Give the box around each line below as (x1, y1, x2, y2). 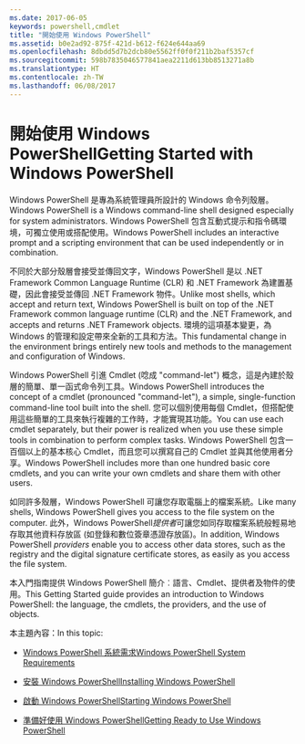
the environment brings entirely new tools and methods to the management (9, 341, 292, 351)
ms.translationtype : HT (9, 65, 100, 74)
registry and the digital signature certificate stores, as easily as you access (9, 549, 290, 560)
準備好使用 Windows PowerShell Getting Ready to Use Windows (22, 714, 261, 726)
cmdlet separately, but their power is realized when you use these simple (9, 424, 284, 435)
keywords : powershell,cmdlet (9, 22, 120, 31)
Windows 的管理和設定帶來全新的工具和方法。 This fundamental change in (9, 330, 287, 341)
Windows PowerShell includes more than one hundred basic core (25, 457, 270, 468)
